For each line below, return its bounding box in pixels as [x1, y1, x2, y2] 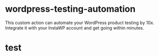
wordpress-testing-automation [5, 3, 136, 15]
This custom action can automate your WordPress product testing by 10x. [5, 20, 155, 26]
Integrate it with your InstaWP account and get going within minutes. [5, 25, 144, 30]
